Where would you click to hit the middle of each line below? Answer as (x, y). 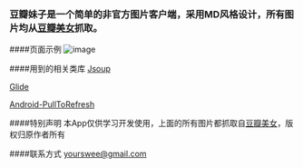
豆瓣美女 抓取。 (70, 27)
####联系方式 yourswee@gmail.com (78, 154)
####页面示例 (35, 49)
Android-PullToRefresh (52, 104)
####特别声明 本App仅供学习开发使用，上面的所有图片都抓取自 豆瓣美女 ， (147, 124)
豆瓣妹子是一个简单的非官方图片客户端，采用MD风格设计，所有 (147, 14)
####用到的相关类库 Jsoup (60, 69)
